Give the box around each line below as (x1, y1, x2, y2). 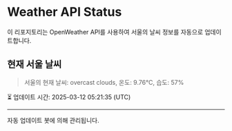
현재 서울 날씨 (7, 59, 62, 70)
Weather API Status (7, 4, 122, 20)
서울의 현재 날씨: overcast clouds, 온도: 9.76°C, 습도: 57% (23, 78, 184, 86)
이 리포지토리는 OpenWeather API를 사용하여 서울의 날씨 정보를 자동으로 (7, 28, 204, 36)
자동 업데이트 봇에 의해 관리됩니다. (7, 116, 99, 124)
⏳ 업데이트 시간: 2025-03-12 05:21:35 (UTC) (7, 92, 131, 101)
